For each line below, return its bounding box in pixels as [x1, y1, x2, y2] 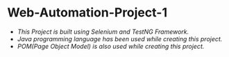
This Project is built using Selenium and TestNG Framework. [17, 27, 189, 36]
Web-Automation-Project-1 [7, 5, 168, 21]
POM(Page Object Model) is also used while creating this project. [17, 42, 205, 50]
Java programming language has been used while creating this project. [17, 34, 223, 43]
